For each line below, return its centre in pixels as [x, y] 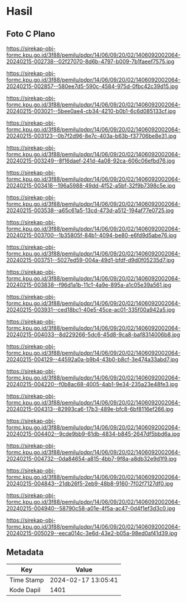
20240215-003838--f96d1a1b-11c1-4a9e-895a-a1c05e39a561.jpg [89, 285]
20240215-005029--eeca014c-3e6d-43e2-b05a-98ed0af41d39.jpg [92, 533]
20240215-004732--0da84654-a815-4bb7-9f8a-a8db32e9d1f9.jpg [91, 459]
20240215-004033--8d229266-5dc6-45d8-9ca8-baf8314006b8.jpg [94, 335]
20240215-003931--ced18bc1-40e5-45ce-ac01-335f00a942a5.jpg [91, 310]
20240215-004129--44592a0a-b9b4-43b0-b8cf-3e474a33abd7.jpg [92, 359]
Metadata [25, 552]
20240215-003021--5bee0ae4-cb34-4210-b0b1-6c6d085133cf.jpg [91, 111]
